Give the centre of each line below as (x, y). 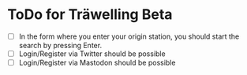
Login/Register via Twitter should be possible (92, 54)
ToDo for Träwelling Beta (90, 15)
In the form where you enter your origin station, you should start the (129, 36)
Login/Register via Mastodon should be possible (97, 63)
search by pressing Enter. (60, 45)
